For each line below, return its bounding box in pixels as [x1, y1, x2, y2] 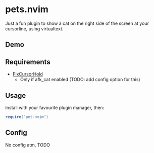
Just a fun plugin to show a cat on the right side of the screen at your [5, 20, 149, 26]
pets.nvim [5, 4, 49, 15]
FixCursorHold [12, 71, 43, 77]
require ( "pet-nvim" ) [5, 114, 49, 120]
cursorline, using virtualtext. [5, 25, 64, 31]
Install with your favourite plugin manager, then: [5, 104, 105, 110]
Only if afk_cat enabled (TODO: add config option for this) [20, 76, 140, 83]
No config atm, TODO [5, 142, 50, 148]
